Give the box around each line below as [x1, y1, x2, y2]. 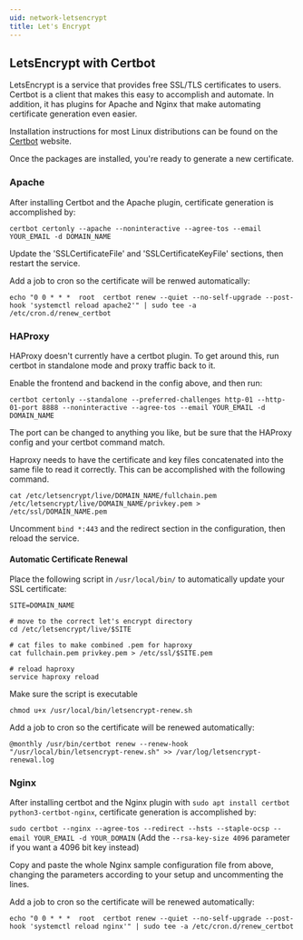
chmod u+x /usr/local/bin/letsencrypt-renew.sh [9, 706, 193, 715]
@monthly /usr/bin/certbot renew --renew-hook [9, 740, 189, 749]
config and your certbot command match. [9, 436, 166, 447]
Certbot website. [9, 135, 73, 146]
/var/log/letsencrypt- [175, 747, 261, 757]
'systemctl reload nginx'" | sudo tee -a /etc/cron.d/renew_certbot [29, 922, 295, 932]
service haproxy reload [9, 673, 100, 682]
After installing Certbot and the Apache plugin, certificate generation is [9, 196, 274, 207]
